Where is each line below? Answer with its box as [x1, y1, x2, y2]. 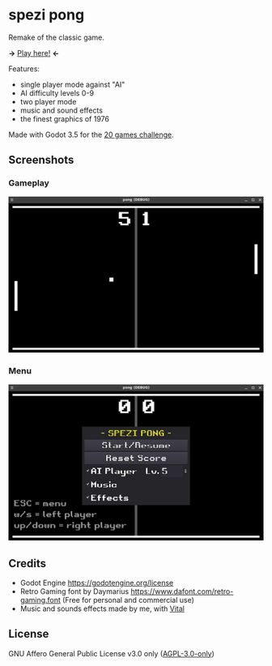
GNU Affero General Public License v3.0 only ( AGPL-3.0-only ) [8, 648, 215, 658]
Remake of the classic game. [8, 32, 105, 42]
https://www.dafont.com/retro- [130, 586, 234, 596]
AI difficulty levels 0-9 [19, 88, 95, 98]
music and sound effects [19, 105, 104, 115]
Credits [8, 557, 47, 570]
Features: [8, 63, 40, 74]
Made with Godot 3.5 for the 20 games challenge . [8, 130, 174, 139]
